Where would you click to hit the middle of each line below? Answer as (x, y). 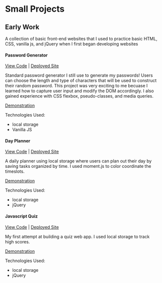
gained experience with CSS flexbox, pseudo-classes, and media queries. (79, 96)
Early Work (22, 27)
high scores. (18, 242)
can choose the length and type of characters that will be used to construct (81, 81)
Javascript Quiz (21, 216)
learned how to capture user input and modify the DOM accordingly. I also (80, 91)
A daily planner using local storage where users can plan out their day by (79, 161)
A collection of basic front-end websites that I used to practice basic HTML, (81, 39)
